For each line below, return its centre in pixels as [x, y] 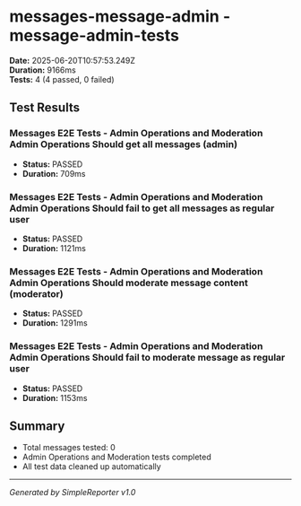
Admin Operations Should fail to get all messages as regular [142, 208]
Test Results [45, 108]
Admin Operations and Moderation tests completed [117, 457]
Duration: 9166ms [43, 70]
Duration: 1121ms [54, 248]
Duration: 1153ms [55, 397]
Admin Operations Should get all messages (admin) [124, 144]
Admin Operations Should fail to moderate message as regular [147, 358]
